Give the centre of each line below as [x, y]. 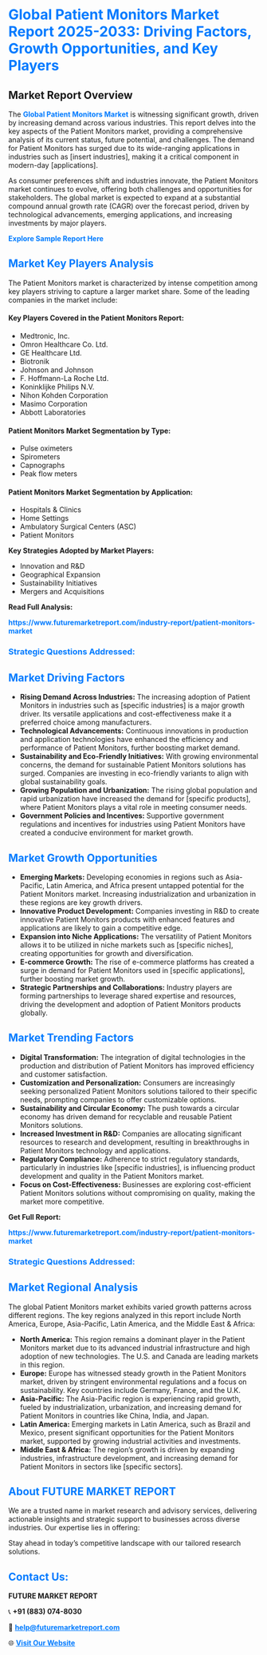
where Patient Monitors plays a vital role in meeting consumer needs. [133, 808]
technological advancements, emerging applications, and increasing [120, 214]
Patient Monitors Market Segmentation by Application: [101, 492]
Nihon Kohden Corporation [64, 395]
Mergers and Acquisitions [62, 592]
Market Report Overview [71, 95]
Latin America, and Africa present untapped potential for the [145, 885]
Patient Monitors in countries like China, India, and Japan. [114, 1415]
